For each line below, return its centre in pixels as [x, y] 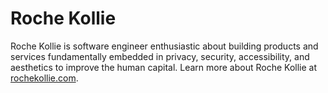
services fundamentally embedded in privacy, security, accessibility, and [160, 56]
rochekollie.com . [44, 78]
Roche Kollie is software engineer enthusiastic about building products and [164, 46]
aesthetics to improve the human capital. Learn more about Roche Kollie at [163, 67]
